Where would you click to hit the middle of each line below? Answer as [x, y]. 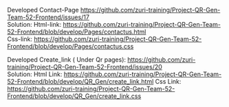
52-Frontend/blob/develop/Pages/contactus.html [77, 32]
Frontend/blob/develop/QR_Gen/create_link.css [74, 96]
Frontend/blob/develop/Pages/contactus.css [70, 46]
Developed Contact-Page [43, 10]
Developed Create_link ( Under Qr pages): [66, 60]
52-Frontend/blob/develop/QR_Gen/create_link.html [80, 81]
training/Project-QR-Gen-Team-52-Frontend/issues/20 [85, 67]
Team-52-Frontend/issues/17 [48, 17]
